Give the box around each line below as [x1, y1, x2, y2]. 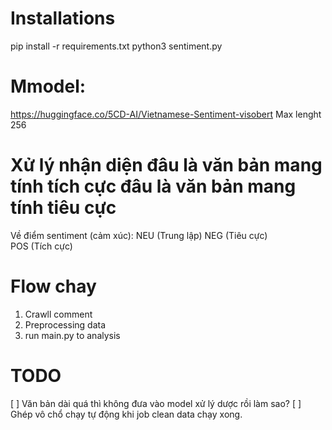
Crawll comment [24, 308, 93, 320]
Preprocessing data [24, 318, 107, 331]
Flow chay [10, 275, 97, 297]
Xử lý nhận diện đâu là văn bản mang [10, 154, 323, 177]
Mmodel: [10, 75, 87, 98]
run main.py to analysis [24, 329, 121, 341]
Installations [10, 7, 116, 30]
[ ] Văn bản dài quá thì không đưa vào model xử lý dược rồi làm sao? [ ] [10, 397, 302, 409]
